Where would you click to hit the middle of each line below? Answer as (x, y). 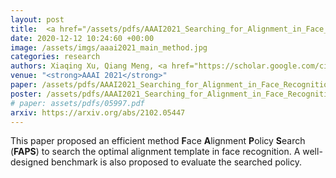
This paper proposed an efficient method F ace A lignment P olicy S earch (158, 141)
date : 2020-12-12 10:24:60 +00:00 (82, 38)
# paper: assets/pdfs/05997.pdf (77, 103)
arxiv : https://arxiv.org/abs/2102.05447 (98, 112)
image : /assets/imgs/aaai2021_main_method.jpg (109, 47)
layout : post (37, 19)
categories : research (55, 57)
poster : (26, 94)
